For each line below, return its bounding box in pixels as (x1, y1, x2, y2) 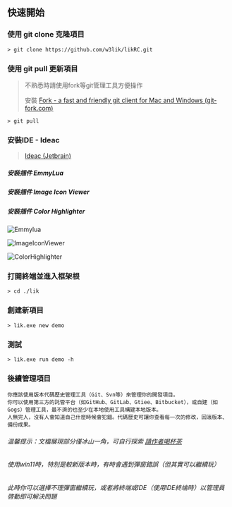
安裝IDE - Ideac (7, 135, 60, 145)
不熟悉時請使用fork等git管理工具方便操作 (24, 80, 143, 90)
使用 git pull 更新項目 (7, 63, 78, 73)
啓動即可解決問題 (7, 492, 57, 501)
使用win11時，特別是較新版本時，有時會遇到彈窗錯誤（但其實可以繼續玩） (7, 460, 220, 469)
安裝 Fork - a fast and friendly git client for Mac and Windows (24, 96, 203, 104)
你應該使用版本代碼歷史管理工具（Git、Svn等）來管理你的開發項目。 (7, 391, 178, 398)
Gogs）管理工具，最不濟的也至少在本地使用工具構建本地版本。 (7, 406, 162, 414)
